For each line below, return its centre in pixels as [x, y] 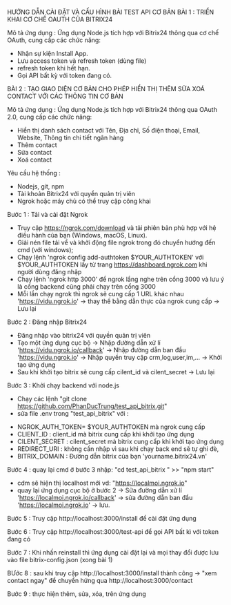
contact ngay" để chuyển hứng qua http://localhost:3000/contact [100, 580]
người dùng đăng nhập [49, 272]
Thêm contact [37, 145]
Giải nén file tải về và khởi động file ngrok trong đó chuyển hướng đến [116, 242]
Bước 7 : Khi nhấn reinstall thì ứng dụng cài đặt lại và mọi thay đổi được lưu [113, 553]
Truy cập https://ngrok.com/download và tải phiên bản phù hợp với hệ [117, 228]
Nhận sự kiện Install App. [52, 54]
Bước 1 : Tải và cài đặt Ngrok [48, 214]
